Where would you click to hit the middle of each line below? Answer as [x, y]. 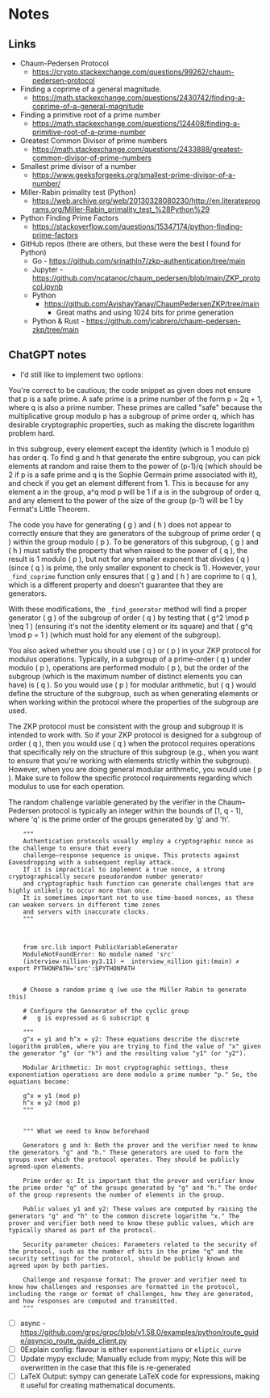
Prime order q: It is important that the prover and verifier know [138, 1180]
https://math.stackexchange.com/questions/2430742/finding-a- [139, 97]
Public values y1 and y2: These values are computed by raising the [140, 1209]
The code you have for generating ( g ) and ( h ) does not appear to [120, 524]
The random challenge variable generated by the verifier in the [112, 802]
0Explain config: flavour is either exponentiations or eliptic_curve [131, 1349]
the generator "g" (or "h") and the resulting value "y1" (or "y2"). [128, 1053]
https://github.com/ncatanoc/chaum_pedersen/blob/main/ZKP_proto [146, 278]
